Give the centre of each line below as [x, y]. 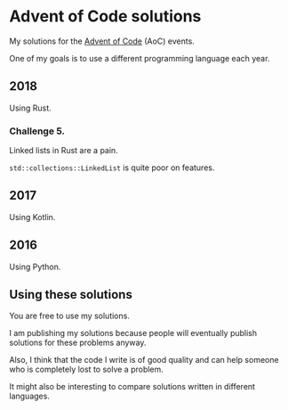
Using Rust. [30, 108]
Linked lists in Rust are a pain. [64, 151]
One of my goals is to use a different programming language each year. [140, 58]
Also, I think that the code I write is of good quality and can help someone [144, 360]
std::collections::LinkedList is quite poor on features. [112, 168]
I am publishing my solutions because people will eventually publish [133, 333]
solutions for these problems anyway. [78, 343]
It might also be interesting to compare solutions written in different [132, 387]
